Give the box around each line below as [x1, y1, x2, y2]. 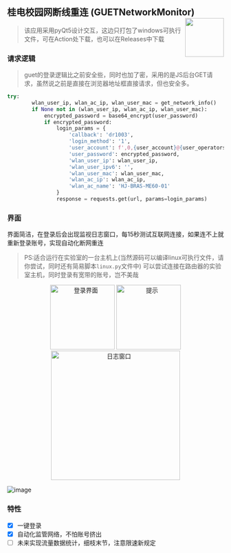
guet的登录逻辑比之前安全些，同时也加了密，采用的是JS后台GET [23, 71, 208, 79]
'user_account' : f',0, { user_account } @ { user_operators [68, 144, 226, 152]
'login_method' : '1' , [68, 138, 131, 145]
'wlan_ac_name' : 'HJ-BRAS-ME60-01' [68, 183, 170, 190]
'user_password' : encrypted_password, [68, 150, 180, 157]
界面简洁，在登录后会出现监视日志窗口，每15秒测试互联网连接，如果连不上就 [7, 230, 224, 239]
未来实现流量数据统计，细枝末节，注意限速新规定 [16, 539, 156, 547]
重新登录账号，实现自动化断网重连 [7, 239, 104, 247]
